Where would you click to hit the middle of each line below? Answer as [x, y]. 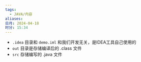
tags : [11, 10]
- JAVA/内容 [21, 14]
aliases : [14, 19]
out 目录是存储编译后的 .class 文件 [47, 48]
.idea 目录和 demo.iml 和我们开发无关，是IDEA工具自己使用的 [74, 42]
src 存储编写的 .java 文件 [37, 55]
